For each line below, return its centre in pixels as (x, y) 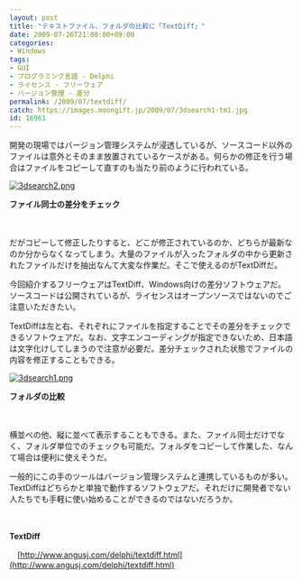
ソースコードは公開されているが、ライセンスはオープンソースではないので (146, 296)
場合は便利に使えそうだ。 (64, 457)
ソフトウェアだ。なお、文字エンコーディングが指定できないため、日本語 (159, 337)
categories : (32, 43)
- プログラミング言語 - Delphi (62, 77)
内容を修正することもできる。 (64, 360)
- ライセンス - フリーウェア (56, 85)
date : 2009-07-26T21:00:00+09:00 (72, 34)
